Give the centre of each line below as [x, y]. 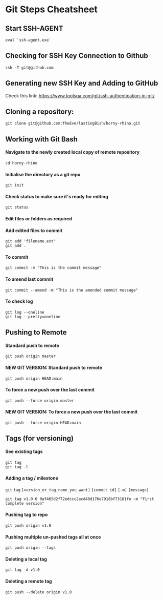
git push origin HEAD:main [34, 378]
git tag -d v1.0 [22, 570]
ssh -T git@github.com [29, 68]
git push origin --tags [31, 548]
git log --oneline [25, 312]
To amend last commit [29, 279]
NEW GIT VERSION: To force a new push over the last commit [72, 412]
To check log [19, 301]
